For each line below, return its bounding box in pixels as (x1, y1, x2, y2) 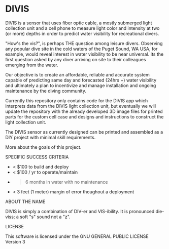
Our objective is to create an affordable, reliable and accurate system (5, 71, 150, 77)
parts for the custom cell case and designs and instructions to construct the (5, 113, 164, 119)
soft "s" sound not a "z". (19, 214, 71, 220)
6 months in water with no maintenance (25, 179, 108, 185)
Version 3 (5, 238, 25, 244)
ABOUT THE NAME (5, 198, 46, 204)
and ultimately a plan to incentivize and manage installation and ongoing (5, 82, 156, 89)
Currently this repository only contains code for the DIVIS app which (5, 97, 148, 104)
